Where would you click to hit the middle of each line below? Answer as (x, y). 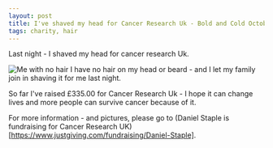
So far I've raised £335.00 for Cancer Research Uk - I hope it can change (131, 94)
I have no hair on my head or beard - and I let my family (163, 70)
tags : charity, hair (43, 31)
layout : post (30, 16)
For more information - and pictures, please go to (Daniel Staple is (119, 118)
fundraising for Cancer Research (63, 127)
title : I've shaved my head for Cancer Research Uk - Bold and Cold (127, 23)
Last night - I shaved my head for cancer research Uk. (99, 54)
